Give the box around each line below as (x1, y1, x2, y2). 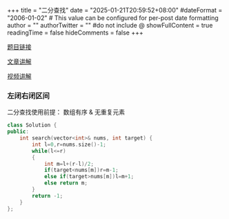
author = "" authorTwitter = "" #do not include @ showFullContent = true (7, 21, 213, 29)
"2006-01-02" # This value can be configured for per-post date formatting (7, 14, 219, 22)
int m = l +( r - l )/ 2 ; (43, 160, 94, 167)
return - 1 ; (32, 192, 63, 199)
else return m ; (43, 180, 88, 187)
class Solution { (7, 122, 57, 129)
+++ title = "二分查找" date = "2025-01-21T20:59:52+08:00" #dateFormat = (7, 6, 223, 14)
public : (7, 128, 30, 135)
